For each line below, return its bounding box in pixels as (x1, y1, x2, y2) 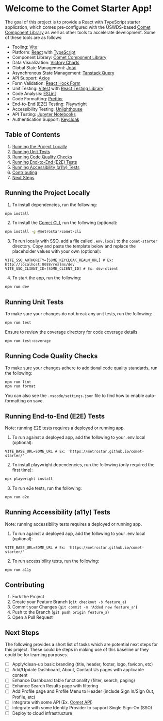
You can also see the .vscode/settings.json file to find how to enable (5, 393, 145, 398)
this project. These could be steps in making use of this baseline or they (5, 646, 149, 653)
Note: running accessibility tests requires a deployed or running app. (5, 521, 142, 527)
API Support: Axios (12, 75, 50, 81)
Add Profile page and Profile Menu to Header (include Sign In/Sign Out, (12, 688, 154, 694)
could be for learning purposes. (5, 652, 68, 658)
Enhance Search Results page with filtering (12, 683, 98, 689)
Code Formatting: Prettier (12, 95, 63, 101)
